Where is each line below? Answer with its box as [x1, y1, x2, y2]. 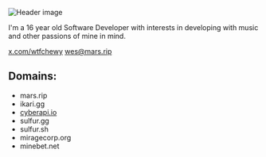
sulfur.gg [19, 116, 49, 125]
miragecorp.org [19, 132, 72, 142]
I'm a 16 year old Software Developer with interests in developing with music [8, 23, 259, 32]
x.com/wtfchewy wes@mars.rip [8, 47, 112, 56]
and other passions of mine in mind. [8, 32, 126, 40]
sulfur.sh [19, 124, 49, 134]
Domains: [8, 70, 57, 83]
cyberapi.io [19, 107, 57, 117]
